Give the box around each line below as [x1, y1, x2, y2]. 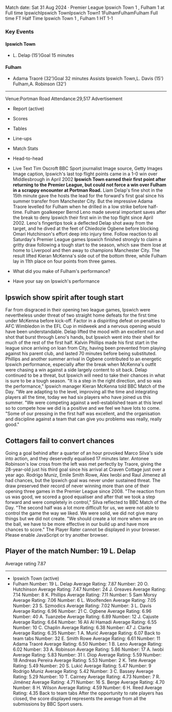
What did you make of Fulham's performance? [12, 268, 111, 275]
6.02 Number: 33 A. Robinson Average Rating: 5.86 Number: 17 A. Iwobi [12, 646, 164, 652]
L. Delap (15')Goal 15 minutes [12, 52, 74, 59]
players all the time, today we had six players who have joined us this [5, 394, 151, 400]
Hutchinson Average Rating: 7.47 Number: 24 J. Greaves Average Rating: [12, 586, 166, 592]
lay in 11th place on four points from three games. [12, 258, 117, 264]
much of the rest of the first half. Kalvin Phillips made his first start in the [5, 339, 158, 346]
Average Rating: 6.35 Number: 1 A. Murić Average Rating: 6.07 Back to [12, 630, 161, 636]
